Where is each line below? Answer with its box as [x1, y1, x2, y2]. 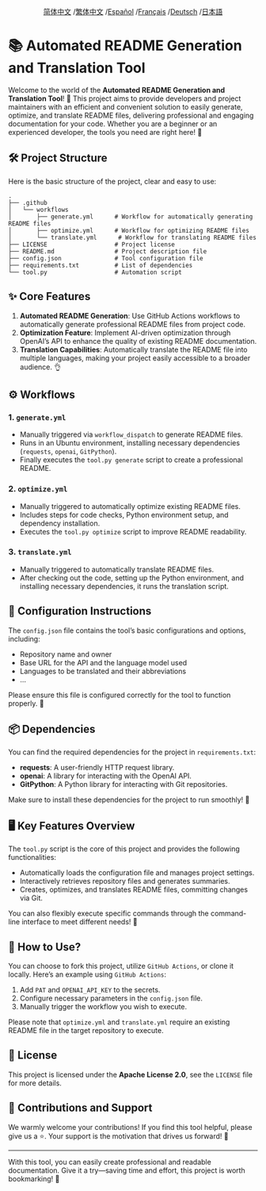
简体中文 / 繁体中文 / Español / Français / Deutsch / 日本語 [43, 7, 223, 16]
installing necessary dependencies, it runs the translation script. [19, 581, 230, 591]
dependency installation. [19, 518, 101, 528]
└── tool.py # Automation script [8, 268, 182, 276]
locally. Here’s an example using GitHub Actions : [8, 969, 167, 979]
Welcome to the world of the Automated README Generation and [8, 85, 226, 94]
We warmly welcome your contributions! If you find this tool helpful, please [8, 1122, 253, 1131]
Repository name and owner [19, 649, 112, 659]
